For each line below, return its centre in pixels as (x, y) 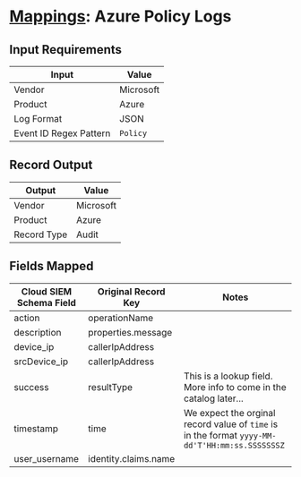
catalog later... (213, 398)
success (31, 387)
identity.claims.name (132, 458)
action (27, 318)
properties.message (130, 332)
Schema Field (46, 302)
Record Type (41, 234)
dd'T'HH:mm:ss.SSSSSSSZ (234, 445)
